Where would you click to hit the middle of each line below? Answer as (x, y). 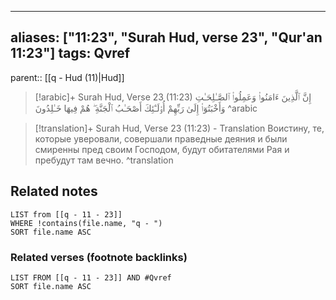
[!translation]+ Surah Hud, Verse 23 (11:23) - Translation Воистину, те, (179, 128)
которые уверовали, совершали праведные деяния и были (161, 138)
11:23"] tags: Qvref (70, 53)
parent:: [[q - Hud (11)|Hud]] (67, 77)
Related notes (54, 191)
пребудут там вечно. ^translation (104, 160)
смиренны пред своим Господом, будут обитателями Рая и (162, 149)
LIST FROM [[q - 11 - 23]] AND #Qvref (91, 277)
